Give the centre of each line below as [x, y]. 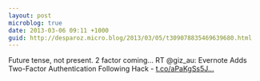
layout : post [30, 15]
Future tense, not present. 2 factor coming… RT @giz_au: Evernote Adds [128, 60]
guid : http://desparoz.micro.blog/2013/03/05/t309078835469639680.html [130, 38]
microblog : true [35, 23]
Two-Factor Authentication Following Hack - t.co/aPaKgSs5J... [111, 69]
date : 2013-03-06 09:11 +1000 [59, 30]
